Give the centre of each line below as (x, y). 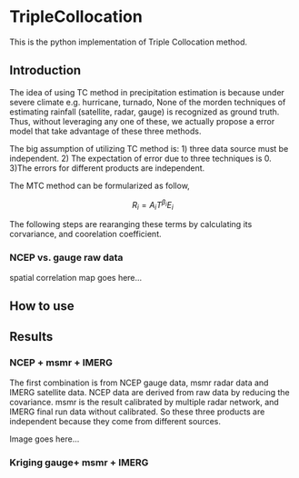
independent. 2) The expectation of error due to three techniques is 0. (141, 158)
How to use (42, 306)
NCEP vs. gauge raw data (66, 258)
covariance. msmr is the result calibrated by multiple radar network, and (144, 402)
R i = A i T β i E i (153, 205)
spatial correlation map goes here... (76, 277)
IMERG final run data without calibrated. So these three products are (137, 412)
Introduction (45, 70)
